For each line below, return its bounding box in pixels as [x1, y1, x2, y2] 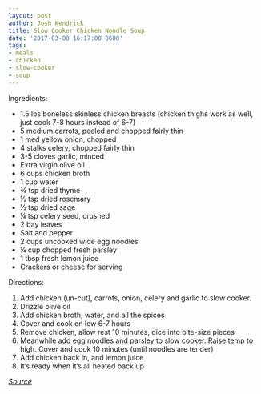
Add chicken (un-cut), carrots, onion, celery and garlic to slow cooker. [19, 293, 252, 303]
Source [8, 376, 32, 386]
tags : [8, 42, 26, 50]
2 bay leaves [19, 219, 62, 229]
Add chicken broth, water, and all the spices [19, 310, 166, 320]
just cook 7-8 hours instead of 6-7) [19, 117, 136, 127]
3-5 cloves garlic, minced [19, 151, 105, 161]
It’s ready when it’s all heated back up [19, 361, 145, 371]
